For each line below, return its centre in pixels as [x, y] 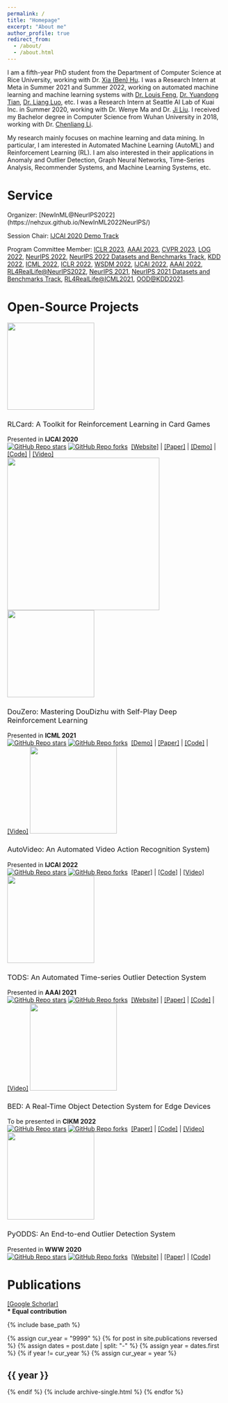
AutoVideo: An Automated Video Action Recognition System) [109, 850]
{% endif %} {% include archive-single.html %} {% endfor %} [96, 1392]
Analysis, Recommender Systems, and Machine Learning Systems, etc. [109, 167]
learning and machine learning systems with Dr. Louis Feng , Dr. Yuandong [113, 94]
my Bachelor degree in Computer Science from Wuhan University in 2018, [113, 116]
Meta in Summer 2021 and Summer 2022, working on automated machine [113, 87]
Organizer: [22, 215]
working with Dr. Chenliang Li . [50, 124]
